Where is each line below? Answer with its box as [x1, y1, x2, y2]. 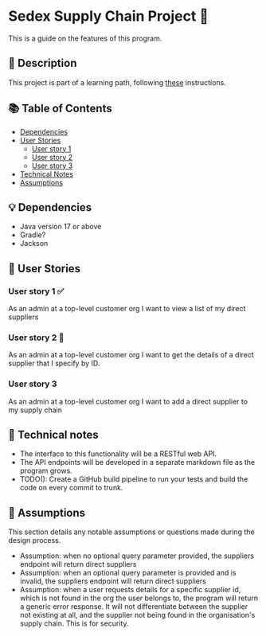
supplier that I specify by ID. [8, 358, 100, 369]
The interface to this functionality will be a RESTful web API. [19, 449, 217, 458]
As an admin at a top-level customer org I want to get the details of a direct [8, 350, 255, 360]
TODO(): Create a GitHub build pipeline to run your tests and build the [19, 474, 248, 484]
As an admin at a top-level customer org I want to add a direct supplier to [8, 396, 248, 406]
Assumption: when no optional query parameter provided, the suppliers [19, 551, 255, 560]
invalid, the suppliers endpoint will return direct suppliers [19, 576, 207, 586]
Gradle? [19, 230, 46, 240]
